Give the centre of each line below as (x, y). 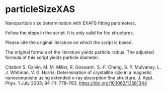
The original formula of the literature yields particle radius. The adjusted (80, 52)
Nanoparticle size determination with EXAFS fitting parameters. (71, 23)
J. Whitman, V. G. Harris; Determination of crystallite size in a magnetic (78, 72)
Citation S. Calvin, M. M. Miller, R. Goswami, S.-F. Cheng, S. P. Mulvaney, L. (83, 67)
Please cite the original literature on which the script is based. (69, 42)
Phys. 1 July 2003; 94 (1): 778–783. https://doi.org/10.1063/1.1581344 (76, 83)
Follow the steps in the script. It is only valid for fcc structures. (70, 32)
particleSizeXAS (40, 9)
